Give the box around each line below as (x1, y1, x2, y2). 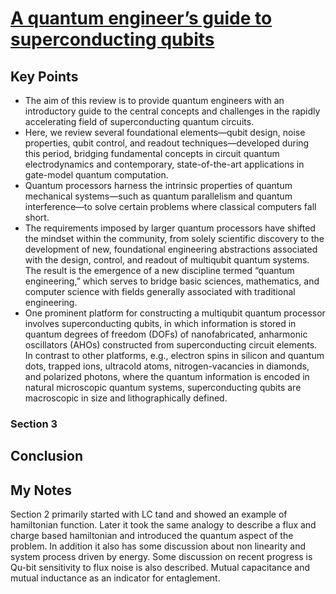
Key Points (10, 68, 79, 85)
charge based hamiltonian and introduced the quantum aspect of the (10, 530, 294, 542)
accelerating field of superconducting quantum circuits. (24, 116, 255, 127)
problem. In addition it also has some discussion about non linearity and (10, 540, 307, 552)
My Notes (10, 482, 73, 499)
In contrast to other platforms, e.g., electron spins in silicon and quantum (24, 350, 325, 361)
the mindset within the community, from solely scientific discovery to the (24, 233, 325, 244)
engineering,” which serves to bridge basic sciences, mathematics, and (24, 275, 320, 287)
